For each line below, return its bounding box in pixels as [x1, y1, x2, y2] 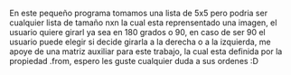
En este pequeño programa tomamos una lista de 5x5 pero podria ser [9, 8, 268, 18]
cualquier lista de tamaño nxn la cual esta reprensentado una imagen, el [9, 17, 277, 28]
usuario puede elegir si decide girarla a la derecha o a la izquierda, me [9, 36, 271, 47]
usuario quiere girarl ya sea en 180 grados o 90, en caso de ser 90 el [9, 27, 266, 37]
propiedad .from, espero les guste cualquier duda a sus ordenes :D [9, 56, 259, 66]
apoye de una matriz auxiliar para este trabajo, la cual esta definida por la [9, 46, 283, 57]
